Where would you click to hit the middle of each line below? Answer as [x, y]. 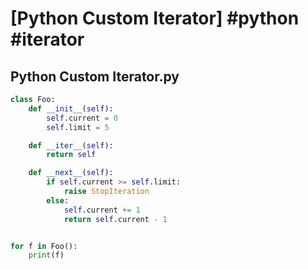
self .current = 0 [82, 118]
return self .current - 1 [115, 219]
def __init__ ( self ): [71, 108]
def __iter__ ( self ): [71, 145]
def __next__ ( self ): [71, 173]
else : [58, 200]
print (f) [46, 255]
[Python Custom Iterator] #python [155, 18]
